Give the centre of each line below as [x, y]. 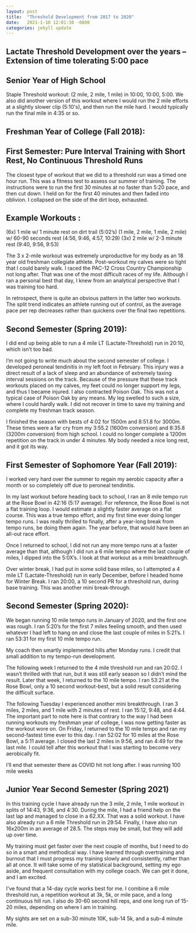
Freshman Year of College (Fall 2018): [76, 131]
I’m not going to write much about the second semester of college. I [87, 361]
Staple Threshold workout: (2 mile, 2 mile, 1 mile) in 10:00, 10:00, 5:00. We [95, 95]
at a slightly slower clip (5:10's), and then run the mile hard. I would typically [97, 107]
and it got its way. [27, 447]
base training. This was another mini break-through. [69, 588]
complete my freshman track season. [51, 411]
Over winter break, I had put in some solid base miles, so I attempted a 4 [93, 569]
